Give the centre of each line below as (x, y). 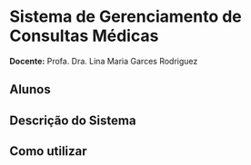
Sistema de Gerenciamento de (126, 17)
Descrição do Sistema (73, 120)
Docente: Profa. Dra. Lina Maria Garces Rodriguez (104, 61)
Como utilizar (49, 151)
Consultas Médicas (84, 36)
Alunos (30, 89)
